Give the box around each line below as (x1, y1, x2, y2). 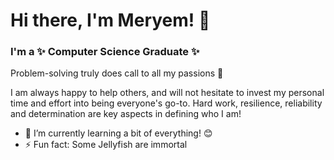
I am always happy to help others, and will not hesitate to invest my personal (10, 87, 325, 99)
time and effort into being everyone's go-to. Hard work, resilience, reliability (10, 97, 323, 109)
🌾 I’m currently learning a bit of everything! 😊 (24, 127, 213, 139)
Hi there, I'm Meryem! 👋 (10, 9, 211, 32)
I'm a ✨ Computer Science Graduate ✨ (10, 45, 200, 59)
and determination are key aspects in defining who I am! (10, 108, 242, 120)
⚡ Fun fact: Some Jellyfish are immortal (24, 139, 188, 151)
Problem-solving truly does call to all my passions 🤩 (10, 67, 224, 79)
